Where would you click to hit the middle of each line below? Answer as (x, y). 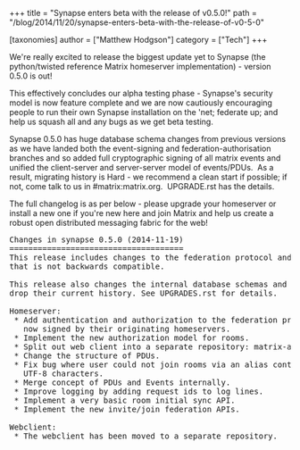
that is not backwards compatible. (87, 267)
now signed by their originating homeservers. (127, 329)
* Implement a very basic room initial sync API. (125, 400)
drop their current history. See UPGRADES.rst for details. (144, 293)
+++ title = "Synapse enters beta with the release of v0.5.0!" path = (133, 13)
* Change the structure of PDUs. (87, 356)
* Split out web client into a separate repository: (132, 347)
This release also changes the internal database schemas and (148, 284)
